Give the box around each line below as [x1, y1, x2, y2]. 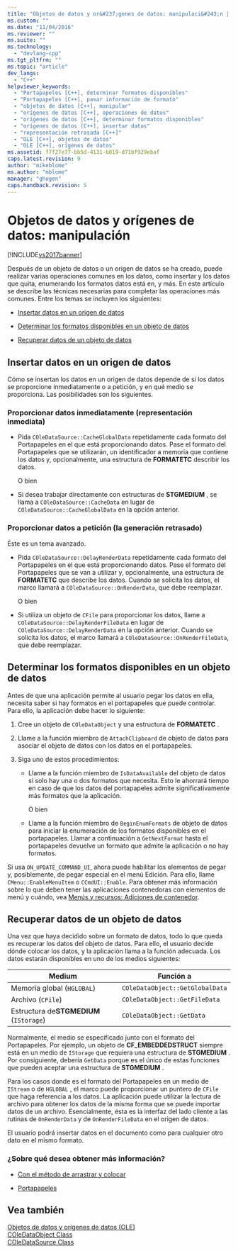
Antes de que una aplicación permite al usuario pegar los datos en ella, [7, 691, 215, 699]
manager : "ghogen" [7, 175, 62, 182]
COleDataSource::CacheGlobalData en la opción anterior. [17, 505, 180, 514]
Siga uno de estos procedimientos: [17, 755, 120, 763]
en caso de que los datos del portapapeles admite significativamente [28, 784, 230, 792]
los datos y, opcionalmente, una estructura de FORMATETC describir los [17, 455, 230, 464]
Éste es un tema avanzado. [7, 539, 86, 548]
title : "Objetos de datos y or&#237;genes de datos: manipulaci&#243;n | [7, 10, 230, 18]
